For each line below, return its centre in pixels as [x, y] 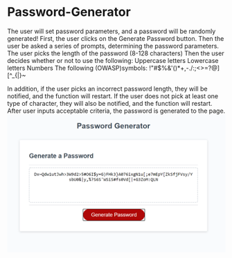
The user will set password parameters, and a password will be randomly [111, 31]
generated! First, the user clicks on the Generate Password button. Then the [116, 38]
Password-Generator [69, 12]
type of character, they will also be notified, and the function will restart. [110, 103]
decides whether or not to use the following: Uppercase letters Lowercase [113, 60]
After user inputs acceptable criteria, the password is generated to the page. [116, 111]
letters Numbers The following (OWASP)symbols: [77, 68]
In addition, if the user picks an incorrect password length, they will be [107, 89]
